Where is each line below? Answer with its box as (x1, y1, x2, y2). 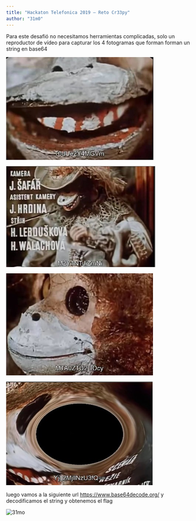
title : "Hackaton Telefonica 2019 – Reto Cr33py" (6, 9, 131, 15)
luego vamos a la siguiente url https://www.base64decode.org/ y (6, 491, 164, 498)
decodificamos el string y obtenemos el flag (6, 497, 113, 504)
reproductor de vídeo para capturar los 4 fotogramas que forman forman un (6, 39, 190, 46)
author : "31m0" (6, 15, 44, 22)
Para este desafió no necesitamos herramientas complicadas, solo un (6, 32, 175, 39)
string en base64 (6, 45, 48, 52)
